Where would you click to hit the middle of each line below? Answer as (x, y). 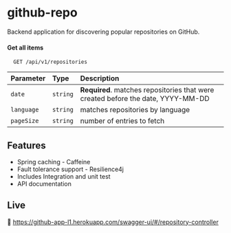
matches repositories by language (135, 110)
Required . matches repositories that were (147, 90)
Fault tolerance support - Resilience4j (70, 169)
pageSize (25, 121)
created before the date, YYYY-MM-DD (145, 99)
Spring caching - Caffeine (54, 162)
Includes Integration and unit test (64, 176)
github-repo (42, 13)
